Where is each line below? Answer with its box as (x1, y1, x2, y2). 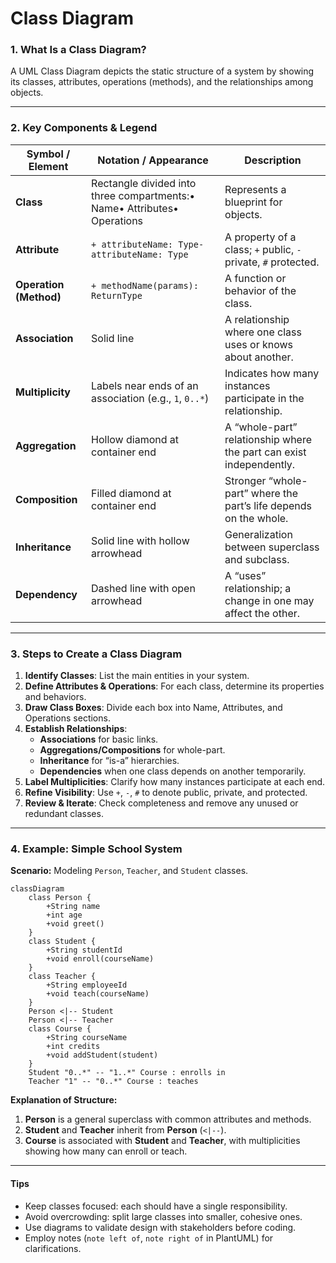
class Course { (28, 1024, 92, 1034)
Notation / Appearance (97, 153, 209, 167)
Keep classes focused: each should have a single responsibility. (24, 1200, 288, 1212)
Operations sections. (24, 712, 111, 724)
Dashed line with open (91, 581, 196, 595)
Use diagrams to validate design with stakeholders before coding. (24, 1221, 297, 1233)
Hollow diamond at (91, 432, 180, 446)
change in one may (224, 593, 315, 607)
